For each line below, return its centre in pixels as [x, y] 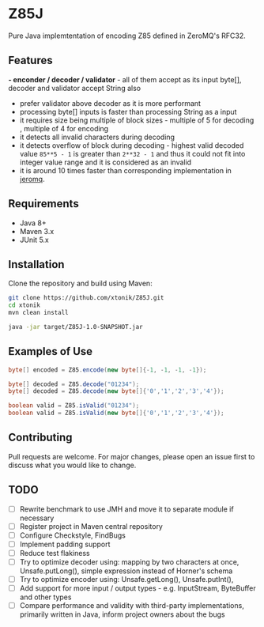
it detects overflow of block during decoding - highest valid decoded [132, 145]
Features [30, 60]
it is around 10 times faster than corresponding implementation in [125, 170]
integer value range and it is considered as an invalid [106, 162]
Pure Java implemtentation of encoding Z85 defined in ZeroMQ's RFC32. [127, 36]
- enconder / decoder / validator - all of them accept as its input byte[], [125, 79]
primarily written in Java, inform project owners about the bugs [122, 614]
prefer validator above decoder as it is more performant [110, 103]
